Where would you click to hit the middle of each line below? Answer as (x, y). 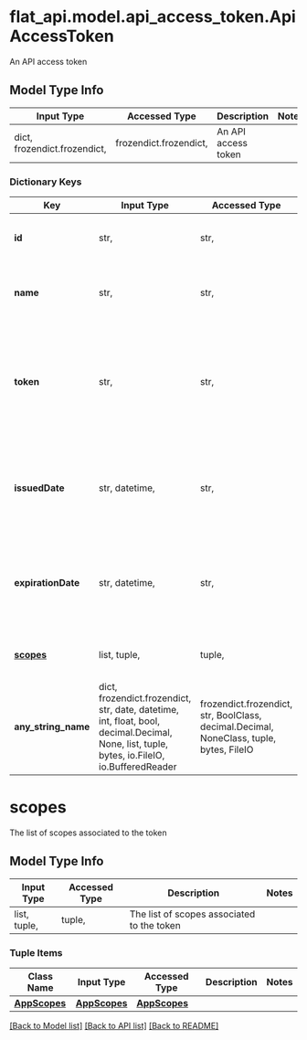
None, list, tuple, (134, 744)
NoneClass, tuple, (238, 738)
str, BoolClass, (231, 716)
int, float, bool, (129, 721)
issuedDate (39, 488)
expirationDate (47, 583)
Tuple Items (36, 952)
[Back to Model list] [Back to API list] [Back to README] (114, 1026)
